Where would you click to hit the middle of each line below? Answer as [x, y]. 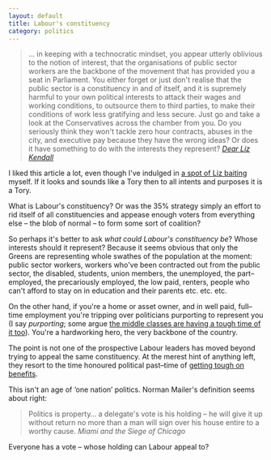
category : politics [41, 31]
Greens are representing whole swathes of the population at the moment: [131, 256]
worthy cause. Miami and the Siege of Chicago [107, 432]
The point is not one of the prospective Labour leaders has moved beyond [132, 348]
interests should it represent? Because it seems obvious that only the [123, 247]
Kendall [41, 157]
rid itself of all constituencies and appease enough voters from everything [132, 215]
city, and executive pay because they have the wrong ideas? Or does [143, 140]
